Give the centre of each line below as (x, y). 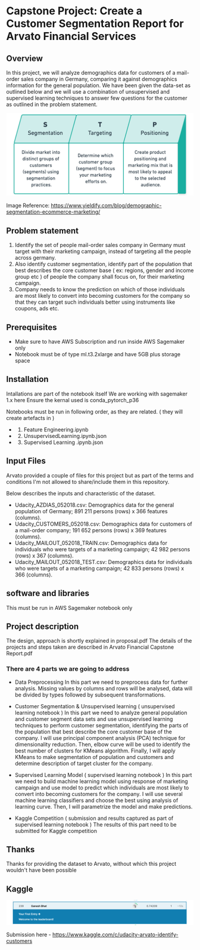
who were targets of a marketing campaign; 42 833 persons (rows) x (99, 568)
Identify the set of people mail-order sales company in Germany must (100, 245)
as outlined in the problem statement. (52, 104)
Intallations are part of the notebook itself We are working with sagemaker (97, 394)
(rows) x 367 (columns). (44, 556)
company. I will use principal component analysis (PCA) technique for (100, 738)
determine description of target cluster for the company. (84, 763)
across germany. (35, 258)
